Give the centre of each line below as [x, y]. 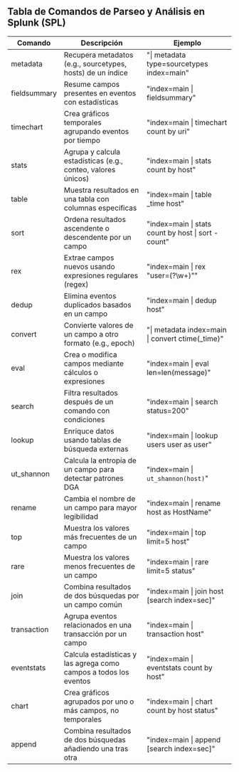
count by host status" [182, 710]
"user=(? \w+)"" [172, 275]
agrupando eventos [96, 131]
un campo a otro [91, 334]
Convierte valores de [99, 325]
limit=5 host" [168, 541]
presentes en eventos [100, 93]
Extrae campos [89, 258]
